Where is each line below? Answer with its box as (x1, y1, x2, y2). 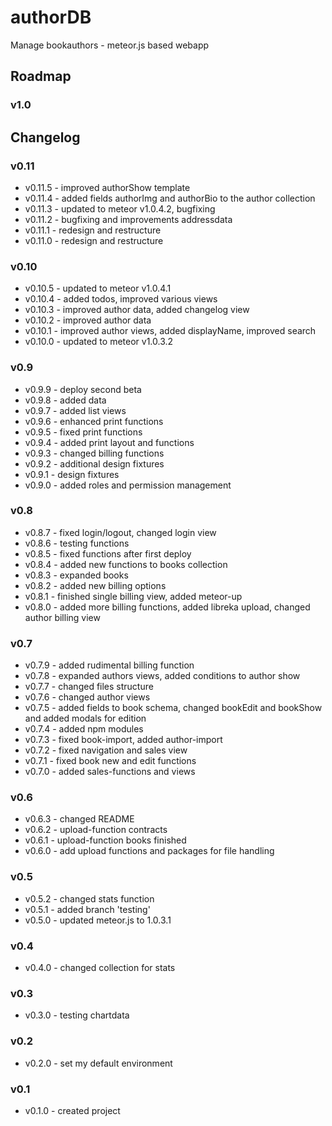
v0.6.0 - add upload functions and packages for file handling (24, 845, 275, 857)
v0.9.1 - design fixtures (24, 468, 120, 480)
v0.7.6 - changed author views (24, 691, 151, 703)
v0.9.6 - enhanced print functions (24, 415, 164, 427)
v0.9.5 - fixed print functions (24, 426, 143, 438)
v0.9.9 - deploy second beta (24, 383, 142, 395)
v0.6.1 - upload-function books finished (24, 834, 187, 846)
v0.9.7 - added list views (24, 404, 127, 416)
